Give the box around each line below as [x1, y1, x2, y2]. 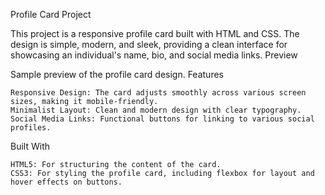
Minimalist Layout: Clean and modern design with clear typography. [10, 105, 302, 115]
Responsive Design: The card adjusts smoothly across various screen [10, 88, 307, 98]
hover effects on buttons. [10, 177, 123, 187]
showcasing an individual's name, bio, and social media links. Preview [10, 49, 298, 61]
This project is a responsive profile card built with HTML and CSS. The [10, 28, 300, 39]
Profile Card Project [10, 9, 92, 20]
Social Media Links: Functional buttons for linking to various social [10, 114, 315, 124]
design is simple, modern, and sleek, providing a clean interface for [10, 39, 288, 50]
